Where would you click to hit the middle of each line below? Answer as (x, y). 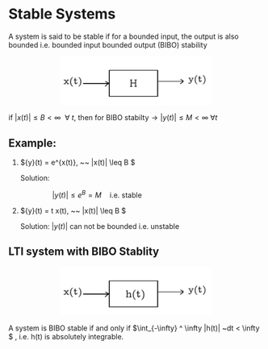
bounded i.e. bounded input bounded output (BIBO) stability (108, 44)
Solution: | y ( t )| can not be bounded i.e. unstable (100, 226)
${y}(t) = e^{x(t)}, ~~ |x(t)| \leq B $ (77, 163)
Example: (32, 143)
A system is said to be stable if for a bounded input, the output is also (124, 36)
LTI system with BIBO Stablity (84, 252)
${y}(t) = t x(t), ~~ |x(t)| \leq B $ (73, 210)
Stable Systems (62, 14)
